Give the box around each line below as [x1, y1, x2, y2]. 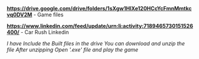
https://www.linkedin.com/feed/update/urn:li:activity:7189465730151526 [7, 23, 193, 29]
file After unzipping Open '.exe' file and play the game [7, 46, 139, 53]
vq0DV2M [7, 11, 33, 18]
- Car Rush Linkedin [20, 29, 69, 36]
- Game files [33, 11, 64, 18]
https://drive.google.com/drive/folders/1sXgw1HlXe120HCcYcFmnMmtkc [7, 5, 192, 12]
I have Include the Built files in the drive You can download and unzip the [7, 40, 185, 47]
